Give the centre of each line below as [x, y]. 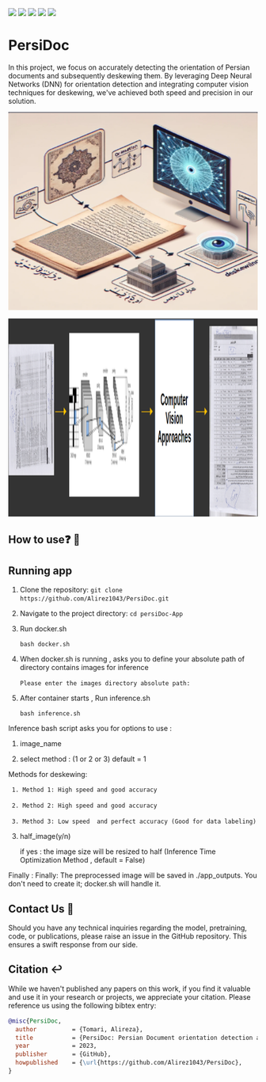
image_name [40, 744]
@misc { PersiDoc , [35, 1021]
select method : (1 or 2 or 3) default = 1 [83, 759]
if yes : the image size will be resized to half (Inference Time [118, 852]
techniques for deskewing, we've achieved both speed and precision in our [131, 92]
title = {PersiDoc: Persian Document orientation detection [134, 1038]
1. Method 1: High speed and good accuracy [84, 790]
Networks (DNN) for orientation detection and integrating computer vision [129, 84]
